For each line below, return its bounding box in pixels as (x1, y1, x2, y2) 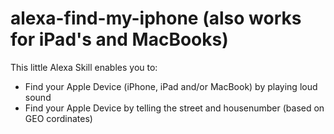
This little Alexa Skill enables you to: (10, 61, 158, 73)
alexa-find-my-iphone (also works (10, 7, 302, 30)
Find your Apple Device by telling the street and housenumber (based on (24, 102, 325, 114)
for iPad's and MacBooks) (10, 28, 229, 51)
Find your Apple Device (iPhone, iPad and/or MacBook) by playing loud (24, 80, 318, 92)
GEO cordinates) (24, 112, 93, 124)
